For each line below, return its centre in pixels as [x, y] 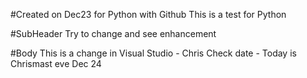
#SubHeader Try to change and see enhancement [113, 33]
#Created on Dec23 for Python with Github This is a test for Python [148, 14]
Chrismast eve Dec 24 [56, 63]
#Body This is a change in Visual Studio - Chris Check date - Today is [153, 53]
